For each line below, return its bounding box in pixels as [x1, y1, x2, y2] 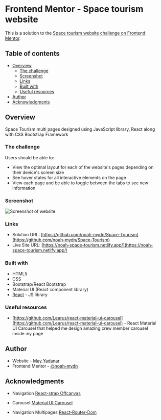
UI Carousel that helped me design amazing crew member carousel [12, 325, 148, 331]
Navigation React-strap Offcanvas [12, 390, 81, 396]
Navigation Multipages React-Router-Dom [12, 409, 97, 415]
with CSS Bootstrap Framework [5, 131, 69, 137]
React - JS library [12, 292, 48, 297]
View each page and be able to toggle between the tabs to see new [12, 180, 148, 186]
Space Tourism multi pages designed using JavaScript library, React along [5, 126, 155, 132]
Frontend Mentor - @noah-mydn [12, 363, 78, 369]
